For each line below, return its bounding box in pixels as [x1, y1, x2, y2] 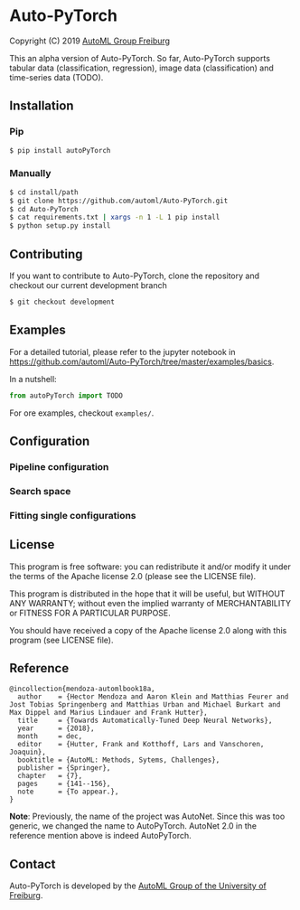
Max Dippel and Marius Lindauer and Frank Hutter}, [9, 708, 208, 718]
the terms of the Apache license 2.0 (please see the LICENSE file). [9, 570, 257, 581]
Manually [9, 167, 52, 180]
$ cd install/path [9, 187, 79, 197]
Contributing [9, 246, 83, 262]
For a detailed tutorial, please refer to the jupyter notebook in [9, 346, 236, 357]
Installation [9, 99, 74, 114]
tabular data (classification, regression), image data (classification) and [9, 62, 274, 73]
